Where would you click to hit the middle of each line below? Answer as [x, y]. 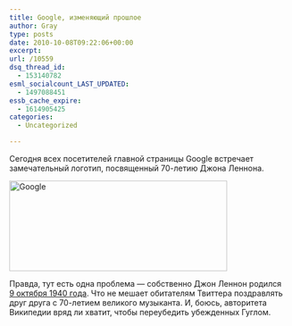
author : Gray [33, 26]
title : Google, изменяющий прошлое [75, 17]
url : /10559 [31, 59]
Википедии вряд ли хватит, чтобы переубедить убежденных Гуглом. [140, 312]
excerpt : [25, 51]
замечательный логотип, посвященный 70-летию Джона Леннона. [137, 168]
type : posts [31, 34]
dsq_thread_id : [38, 68]
